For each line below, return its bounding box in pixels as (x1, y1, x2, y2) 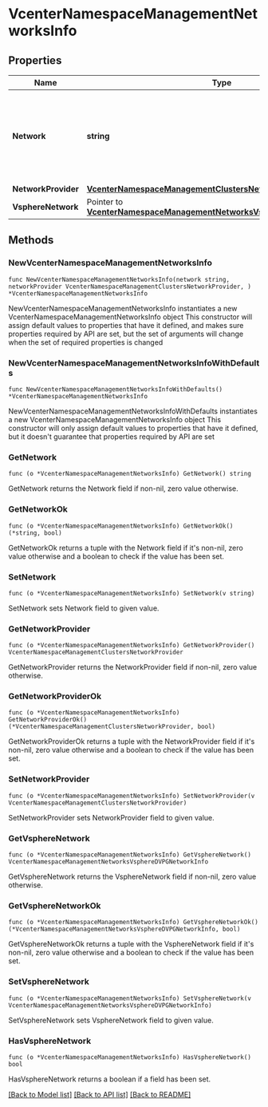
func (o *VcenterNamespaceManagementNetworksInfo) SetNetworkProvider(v (8, 792, 255, 800)
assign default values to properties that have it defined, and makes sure (8, 320, 244, 330)
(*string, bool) (8, 528, 62, 537)
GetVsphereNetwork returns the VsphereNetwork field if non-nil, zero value (8, 872, 257, 882)
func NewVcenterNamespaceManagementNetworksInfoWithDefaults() (8, 385, 223, 393)
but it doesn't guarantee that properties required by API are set (8, 432, 215, 441)
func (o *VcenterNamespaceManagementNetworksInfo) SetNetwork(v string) (8, 589, 255, 597)
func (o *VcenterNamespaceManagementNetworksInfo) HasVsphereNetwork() (8, 1053, 251, 1062)
